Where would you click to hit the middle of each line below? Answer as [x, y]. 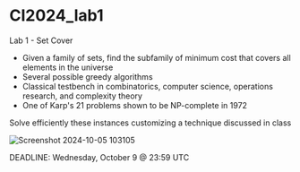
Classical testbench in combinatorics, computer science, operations [147, 86]
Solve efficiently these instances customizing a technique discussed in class [150, 123]
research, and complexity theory [82, 96]
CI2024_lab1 [57, 16]
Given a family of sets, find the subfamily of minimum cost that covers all [156, 57]
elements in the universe [68, 67]
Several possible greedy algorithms [88, 76]
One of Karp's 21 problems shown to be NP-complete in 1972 [135, 105]
